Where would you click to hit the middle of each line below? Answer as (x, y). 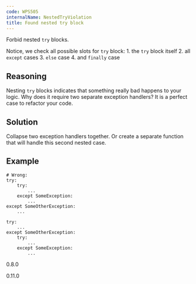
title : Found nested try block (45, 23)
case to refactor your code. (40, 103)
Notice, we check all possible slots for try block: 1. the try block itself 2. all (98, 51)
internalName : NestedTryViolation (49, 17)
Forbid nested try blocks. (38, 40)
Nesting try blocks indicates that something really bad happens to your (94, 90)
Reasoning (27, 76)
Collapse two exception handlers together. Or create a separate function (95, 136)
